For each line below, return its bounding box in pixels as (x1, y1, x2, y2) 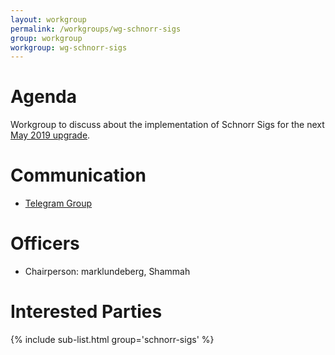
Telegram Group (24, 197, 93, 210)
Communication (10, 164, 147, 187)
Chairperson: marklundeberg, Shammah (24, 266, 191, 278)
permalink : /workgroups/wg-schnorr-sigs (10, 24, 182, 34)
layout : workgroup (10, 14, 87, 25)
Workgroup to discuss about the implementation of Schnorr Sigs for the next (10, 119, 325, 131)
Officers (10, 232, 80, 255)
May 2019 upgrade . (10, 129, 91, 141)
